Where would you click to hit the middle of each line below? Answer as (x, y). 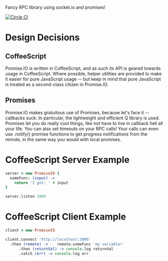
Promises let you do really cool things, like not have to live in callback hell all (84, 123)
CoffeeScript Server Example (67, 160)
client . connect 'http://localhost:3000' (48, 239)
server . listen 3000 (26, 197)
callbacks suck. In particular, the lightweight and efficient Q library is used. (82, 118)
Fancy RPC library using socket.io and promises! (55, 7)
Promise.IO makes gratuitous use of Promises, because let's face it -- (77, 112)
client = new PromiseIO (30, 230)
